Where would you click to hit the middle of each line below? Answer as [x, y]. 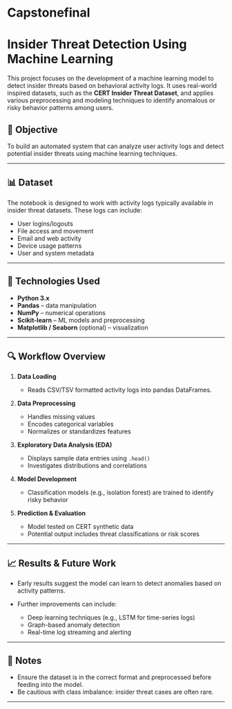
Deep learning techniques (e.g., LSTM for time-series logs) [111, 618]
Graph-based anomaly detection [74, 625]
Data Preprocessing [46, 404]
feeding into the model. [50, 684]
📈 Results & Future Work [61, 563]
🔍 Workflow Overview [56, 356]
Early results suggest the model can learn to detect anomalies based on [119, 584]
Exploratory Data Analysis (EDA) [65, 445]
